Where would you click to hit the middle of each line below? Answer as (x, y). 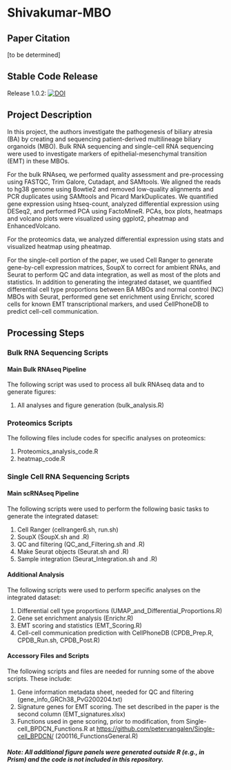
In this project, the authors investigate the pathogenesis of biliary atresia (110, 131)
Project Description (50, 115)
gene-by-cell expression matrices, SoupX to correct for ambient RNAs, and (114, 267)
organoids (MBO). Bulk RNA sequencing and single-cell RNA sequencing (110, 146)
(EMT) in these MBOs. (39, 161)
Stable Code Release (53, 76)
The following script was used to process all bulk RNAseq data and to (106, 384)
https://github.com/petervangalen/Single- (155, 729)
